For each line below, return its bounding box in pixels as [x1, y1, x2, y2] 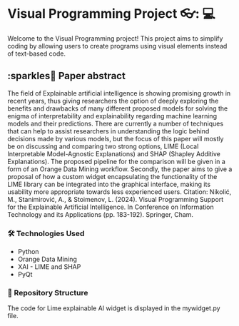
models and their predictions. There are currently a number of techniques [7, 119, 223, 128]
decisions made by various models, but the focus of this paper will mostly [7, 134, 224, 143]
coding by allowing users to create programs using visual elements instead [7, 41, 228, 50]
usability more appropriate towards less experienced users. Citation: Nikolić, [7, 187, 232, 196]
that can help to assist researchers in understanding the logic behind [7, 126, 210, 136]
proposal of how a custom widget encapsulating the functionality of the [7, 172, 218, 180]
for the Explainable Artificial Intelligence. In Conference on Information [7, 203, 214, 211]
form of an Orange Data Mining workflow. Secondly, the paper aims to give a [7, 165, 233, 173]
